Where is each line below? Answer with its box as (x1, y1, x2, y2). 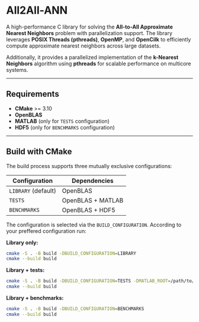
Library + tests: (6, 267, 45, 274)
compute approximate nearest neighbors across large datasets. (6, 42, 161, 49)
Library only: (6, 239, 38, 246)
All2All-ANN (6, 4, 68, 17)
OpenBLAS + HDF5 (62, 206, 115, 214)
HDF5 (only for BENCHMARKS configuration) (14, 124, 115, 131)
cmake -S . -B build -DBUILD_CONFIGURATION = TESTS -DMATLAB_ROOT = (6, 278, 171, 284)
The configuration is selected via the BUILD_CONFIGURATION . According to (6, 221, 182, 228)
